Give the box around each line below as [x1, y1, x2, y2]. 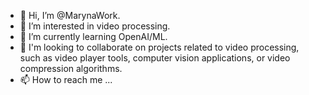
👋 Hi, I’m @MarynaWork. [19, 10, 121, 21]
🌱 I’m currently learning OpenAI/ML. [19, 31, 168, 42]
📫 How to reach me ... [19, 74, 113, 85]
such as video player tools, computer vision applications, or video [19, 52, 291, 64]
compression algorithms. [19, 63, 123, 74]
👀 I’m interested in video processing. [19, 20, 171, 32]
